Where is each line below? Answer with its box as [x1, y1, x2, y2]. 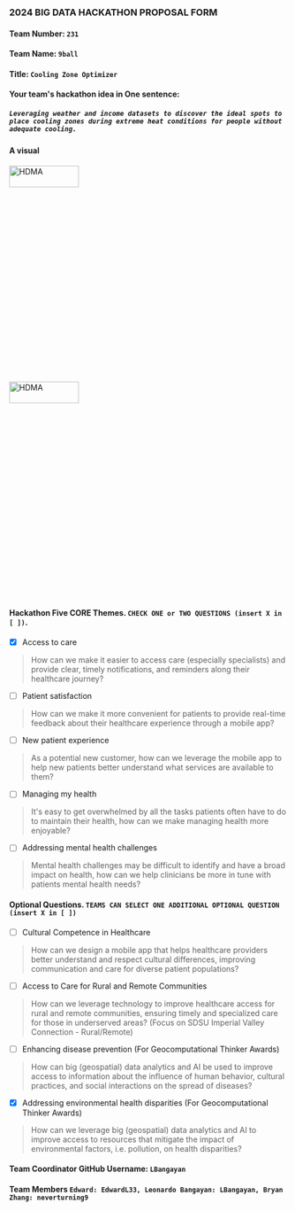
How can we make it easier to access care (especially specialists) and [30, 655, 285, 665]
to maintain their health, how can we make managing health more [30, 816, 269, 827]
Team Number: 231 [9, 28, 79, 39]
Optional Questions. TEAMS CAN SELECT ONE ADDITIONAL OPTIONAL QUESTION [9, 899, 280, 910]
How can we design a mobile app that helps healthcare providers [30, 944, 268, 955]
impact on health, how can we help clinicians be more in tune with [30, 870, 271, 881]
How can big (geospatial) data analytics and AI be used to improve [30, 1061, 274, 1072]
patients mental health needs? [30, 879, 141, 889]
